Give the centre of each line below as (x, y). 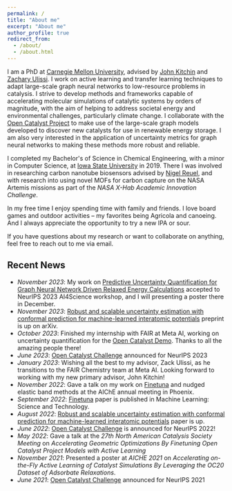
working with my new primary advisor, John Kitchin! (91, 377)
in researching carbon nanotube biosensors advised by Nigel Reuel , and (110, 172)
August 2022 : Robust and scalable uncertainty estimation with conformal (121, 414)
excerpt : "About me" (37, 26)
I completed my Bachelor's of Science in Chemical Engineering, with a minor (116, 158)
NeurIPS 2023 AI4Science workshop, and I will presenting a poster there (120, 297)
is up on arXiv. (38, 325)
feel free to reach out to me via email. (60, 243)
